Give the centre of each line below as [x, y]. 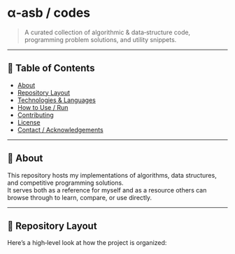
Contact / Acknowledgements [60, 129]
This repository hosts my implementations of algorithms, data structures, [112, 175]
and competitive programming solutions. [65, 183]
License [29, 122]
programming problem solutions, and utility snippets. [100, 39]
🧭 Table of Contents [51, 68]
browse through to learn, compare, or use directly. [80, 197]
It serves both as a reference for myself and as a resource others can [107, 190]
